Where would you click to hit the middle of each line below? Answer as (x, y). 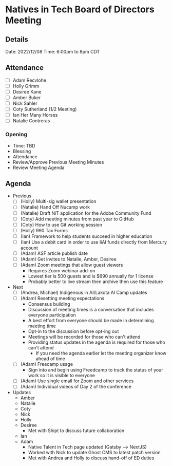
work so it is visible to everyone (61, 376)
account (29, 248)
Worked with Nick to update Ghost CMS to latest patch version (94, 453)
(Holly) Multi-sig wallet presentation (58, 201)
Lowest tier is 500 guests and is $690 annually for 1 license (91, 276)
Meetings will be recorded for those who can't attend (84, 337)
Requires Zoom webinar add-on (62, 271)
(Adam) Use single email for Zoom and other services (77, 381)
